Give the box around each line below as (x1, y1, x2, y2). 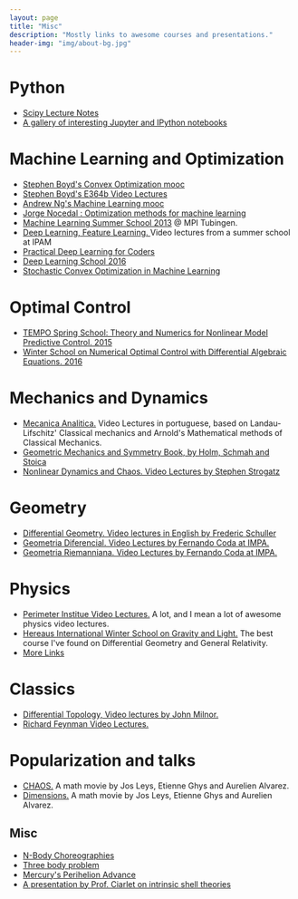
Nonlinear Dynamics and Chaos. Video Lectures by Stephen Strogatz (22, 466, 281, 477)
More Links (22, 647, 65, 658)
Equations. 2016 (22, 356, 83, 367)
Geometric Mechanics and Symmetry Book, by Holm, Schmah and (22, 447, 270, 458)
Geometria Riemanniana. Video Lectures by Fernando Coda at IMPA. (22, 546, 278, 557)
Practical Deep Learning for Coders (22, 246, 156, 257)
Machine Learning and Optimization (9, 149, 284, 169)
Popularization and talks (9, 750, 197, 770)
